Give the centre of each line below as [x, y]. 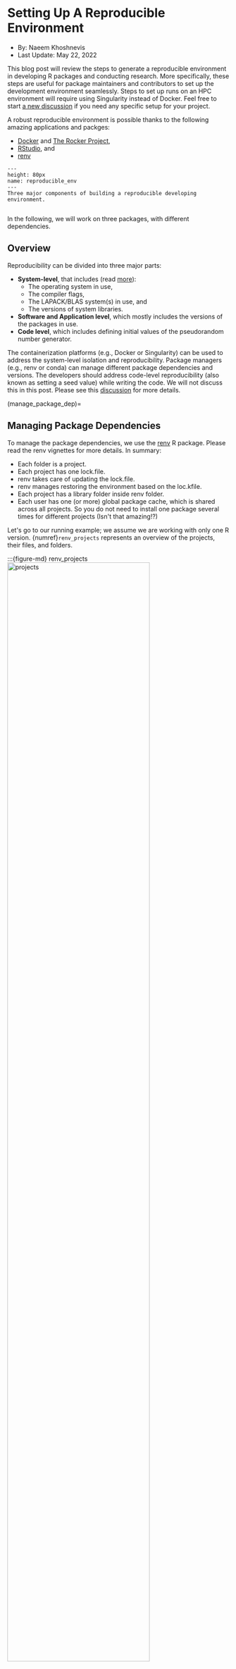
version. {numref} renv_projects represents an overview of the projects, [111, 538]
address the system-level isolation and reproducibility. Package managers [114, 360]
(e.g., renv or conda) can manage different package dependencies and [110, 367]
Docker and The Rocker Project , [64, 141]
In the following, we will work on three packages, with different [98, 218]
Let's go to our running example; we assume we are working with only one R [118, 530]
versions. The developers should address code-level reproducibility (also [113, 375]
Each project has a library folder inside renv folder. [91, 494]
